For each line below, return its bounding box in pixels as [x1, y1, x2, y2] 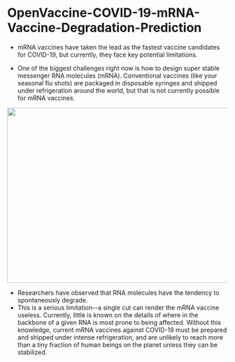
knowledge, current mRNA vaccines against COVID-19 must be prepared [17, 326, 227, 334]
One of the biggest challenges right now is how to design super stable [17, 64, 220, 72]
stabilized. [17, 348, 48, 356]
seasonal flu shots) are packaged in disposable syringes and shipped [17, 78, 218, 87]
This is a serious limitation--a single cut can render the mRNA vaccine [17, 303, 220, 312]
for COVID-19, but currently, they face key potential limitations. [17, 50, 198, 59]
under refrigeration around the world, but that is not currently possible [17, 86, 220, 95]
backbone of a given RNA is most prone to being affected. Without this [17, 318, 222, 326]
